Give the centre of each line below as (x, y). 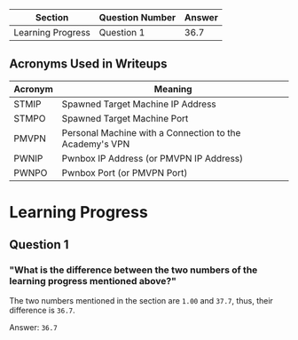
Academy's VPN (96, 144)
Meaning (173, 89)
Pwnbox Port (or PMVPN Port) (125, 172)
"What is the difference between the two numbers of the (133, 270)
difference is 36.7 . (42, 310)
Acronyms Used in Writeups (88, 64)
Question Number (137, 17)
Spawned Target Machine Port (125, 118)
